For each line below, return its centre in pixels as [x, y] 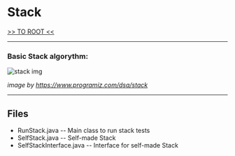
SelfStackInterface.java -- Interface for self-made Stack [98, 146]
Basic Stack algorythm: [48, 56]
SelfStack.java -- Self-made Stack [66, 138]
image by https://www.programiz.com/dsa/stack [78, 85]
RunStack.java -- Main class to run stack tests [84, 131]
